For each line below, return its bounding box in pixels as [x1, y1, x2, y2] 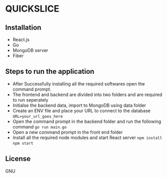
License [5, 155, 31, 163]
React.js [12, 36, 30, 42]
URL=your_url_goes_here [12, 114, 63, 119]
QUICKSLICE [5, 3, 60, 15]
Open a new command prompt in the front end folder [12, 129, 123, 135]
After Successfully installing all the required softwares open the [12, 80, 145, 86]
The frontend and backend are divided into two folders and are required [12, 92, 162, 98]
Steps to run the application [5, 67, 95, 76]
